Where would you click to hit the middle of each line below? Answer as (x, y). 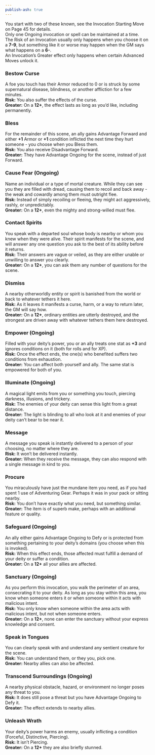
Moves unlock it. (22, 60)
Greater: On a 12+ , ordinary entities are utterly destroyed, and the (72, 315)
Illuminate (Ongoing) (30, 382)
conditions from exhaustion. (34, 359)
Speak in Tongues (27, 637)
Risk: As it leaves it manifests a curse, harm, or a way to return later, (75, 304)
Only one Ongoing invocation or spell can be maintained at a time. (72, 34)
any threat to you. (23, 692)
